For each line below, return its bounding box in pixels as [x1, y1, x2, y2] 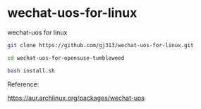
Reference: [7, 79, 39, 89]
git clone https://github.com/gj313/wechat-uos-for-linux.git [7, 41, 194, 49]
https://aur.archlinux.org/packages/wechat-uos [7, 94, 145, 102]
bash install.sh [7, 67, 55, 75]
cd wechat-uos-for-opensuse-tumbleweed [7, 54, 125, 61]
